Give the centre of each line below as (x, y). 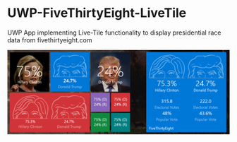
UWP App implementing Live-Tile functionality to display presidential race (114, 32)
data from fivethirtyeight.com (50, 40)
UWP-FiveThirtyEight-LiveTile (97, 13)
